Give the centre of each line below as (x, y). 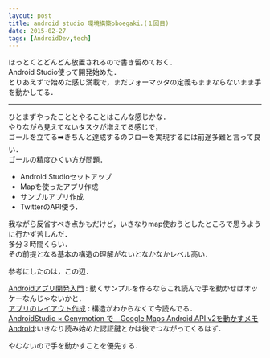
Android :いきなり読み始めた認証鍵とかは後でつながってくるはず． (117, 329)
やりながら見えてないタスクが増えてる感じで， (86, 127)
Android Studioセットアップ (66, 177)
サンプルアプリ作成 (52, 197)
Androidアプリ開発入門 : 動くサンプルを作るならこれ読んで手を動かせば (126, 288)
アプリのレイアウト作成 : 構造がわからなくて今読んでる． (102, 309)
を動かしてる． (33, 93)
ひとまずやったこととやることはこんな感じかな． (89, 117)
